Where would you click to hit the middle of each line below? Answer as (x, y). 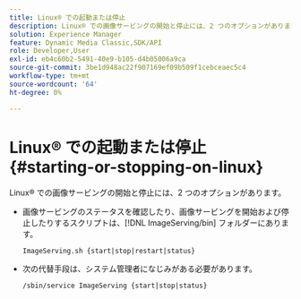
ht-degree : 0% (36, 92)
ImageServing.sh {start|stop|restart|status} (108, 252)
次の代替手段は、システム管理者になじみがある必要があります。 (139, 269)
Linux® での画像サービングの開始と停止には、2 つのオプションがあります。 (148, 192)
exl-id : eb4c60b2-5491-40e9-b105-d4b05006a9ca (98, 59)
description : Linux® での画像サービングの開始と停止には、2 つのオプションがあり (147, 26)
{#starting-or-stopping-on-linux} (137, 167)
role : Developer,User (50, 51)
